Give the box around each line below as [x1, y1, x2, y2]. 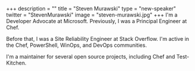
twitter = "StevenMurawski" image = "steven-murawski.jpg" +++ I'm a [6, 11, 178, 18]
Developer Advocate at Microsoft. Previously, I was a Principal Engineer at [6, 18, 187, 24]
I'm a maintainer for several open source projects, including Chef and [6, 53, 175, 60]
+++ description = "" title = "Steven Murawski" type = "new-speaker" [6, 5, 177, 12]
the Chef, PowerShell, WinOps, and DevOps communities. [6, 41, 147, 49]
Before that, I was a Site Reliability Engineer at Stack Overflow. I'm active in [6, 35, 190, 42]
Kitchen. [6, 59, 27, 66]
